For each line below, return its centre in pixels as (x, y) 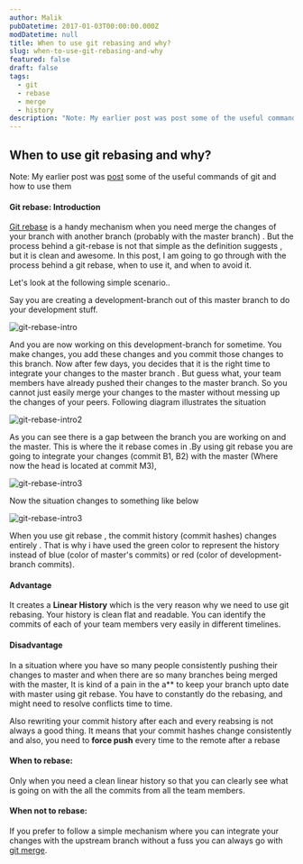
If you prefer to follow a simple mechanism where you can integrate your (144, 831)
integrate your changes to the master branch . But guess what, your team (145, 373)
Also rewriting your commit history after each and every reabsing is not (141, 721)
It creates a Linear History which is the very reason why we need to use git (149, 605)
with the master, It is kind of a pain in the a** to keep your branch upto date (149, 684)
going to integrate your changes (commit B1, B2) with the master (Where (144, 456)
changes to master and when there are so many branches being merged (143, 675)
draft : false (34, 69)
